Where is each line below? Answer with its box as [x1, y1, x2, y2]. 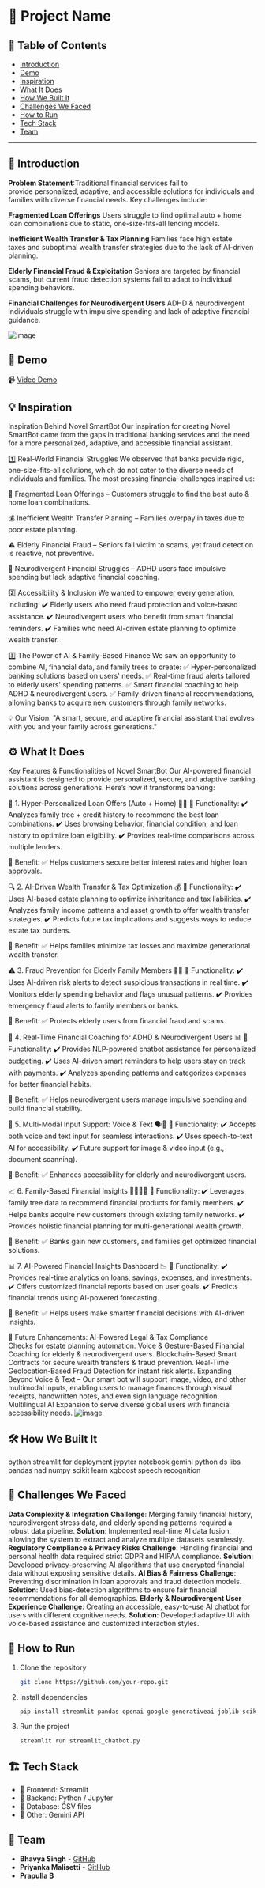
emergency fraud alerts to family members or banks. [8, 1001, 180, 1011]
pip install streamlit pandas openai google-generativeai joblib [19, 1708, 239, 1716]
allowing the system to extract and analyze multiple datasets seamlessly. [8, 1534, 244, 1544]
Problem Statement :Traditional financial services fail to [8, 178, 188, 187]
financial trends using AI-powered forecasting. [8, 1293, 159, 1303]
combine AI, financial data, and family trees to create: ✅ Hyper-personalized [8, 662, 256, 672]
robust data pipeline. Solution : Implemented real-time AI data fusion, [8, 1526, 231, 1535]
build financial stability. [8, 1103, 83, 1114]
